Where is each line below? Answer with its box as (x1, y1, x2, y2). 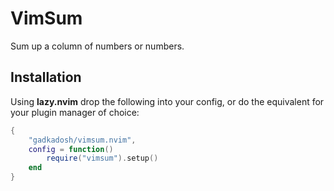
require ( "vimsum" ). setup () (46, 153, 159, 164)
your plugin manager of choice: (10, 106, 140, 118)
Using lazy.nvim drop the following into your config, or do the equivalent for (10, 95, 325, 107)
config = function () (28, 144, 114, 154)
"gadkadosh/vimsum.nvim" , (28, 135, 137, 145)
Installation (10, 69, 82, 86)
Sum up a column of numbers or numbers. (10, 40, 185, 52)
